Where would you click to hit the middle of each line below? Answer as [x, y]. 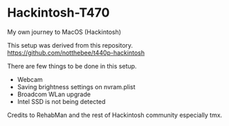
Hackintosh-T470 [58, 13]
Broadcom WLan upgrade [54, 94]
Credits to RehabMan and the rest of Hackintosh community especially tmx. [115, 115]
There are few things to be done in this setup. [72, 66]
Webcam [30, 79]
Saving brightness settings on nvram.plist [76, 87]
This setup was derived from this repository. [70, 45]
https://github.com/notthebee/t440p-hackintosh [76, 53]
